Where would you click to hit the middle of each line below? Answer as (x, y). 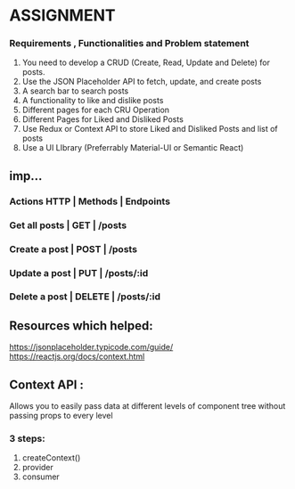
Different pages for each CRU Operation (96, 110)
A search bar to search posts (75, 91)
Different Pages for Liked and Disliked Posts (103, 119)
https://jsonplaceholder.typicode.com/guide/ (91, 347)
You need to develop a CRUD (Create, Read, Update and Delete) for (146, 62)
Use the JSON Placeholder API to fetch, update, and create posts (142, 82)
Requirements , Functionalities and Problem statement (129, 44)
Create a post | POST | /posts (74, 249)
